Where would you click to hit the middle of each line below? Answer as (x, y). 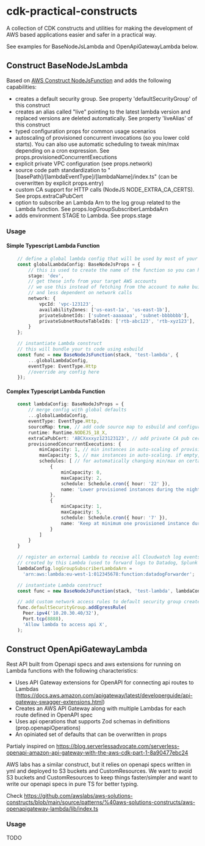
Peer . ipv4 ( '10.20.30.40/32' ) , (61, 613)
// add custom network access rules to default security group (99, 602)
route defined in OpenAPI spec (54, 715)
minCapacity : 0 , (81, 472)
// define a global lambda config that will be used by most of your (108, 258)
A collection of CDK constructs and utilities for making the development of (100, 28)
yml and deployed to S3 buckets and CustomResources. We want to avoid (99, 771)
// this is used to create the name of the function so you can (112, 270)
